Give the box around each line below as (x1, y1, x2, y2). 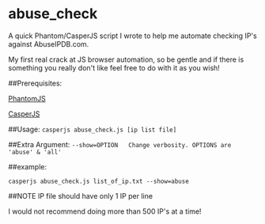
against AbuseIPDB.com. (8, 39, 89, 48)
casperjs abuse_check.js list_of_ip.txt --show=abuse (8, 177, 190, 185)
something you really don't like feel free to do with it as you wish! (8, 63, 220, 72)
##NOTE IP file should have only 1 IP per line (8, 191, 153, 200)
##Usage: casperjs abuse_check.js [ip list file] (8, 124, 177, 134)
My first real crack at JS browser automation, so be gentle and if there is (8, 55, 244, 64)
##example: (8, 161, 47, 171)
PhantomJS (8, 93, 46, 103)
